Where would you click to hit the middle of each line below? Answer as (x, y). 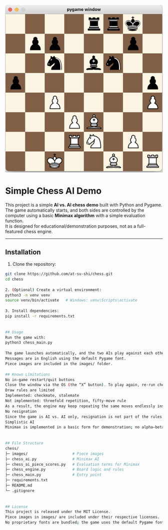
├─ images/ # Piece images (54, 454)
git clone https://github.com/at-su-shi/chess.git (59, 274)
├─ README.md (19, 485)
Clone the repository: (34, 264)
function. (14, 221)
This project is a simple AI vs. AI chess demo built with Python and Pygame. (84, 205)
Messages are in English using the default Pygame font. (66, 359)
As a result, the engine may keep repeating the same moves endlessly (80, 406)
